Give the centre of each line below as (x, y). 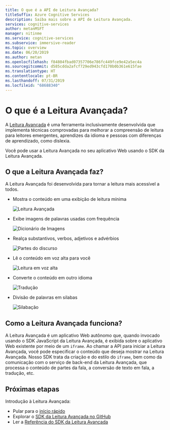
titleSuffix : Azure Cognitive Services (47, 15)
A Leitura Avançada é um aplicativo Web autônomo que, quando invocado (82, 336)
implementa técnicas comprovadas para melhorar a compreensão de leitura (84, 130)
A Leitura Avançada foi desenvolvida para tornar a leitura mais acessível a (82, 184)
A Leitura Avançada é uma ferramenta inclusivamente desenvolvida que (80, 124)
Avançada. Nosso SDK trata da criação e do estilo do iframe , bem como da (84, 357)
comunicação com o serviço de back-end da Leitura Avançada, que (76, 363)
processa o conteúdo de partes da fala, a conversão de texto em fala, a (80, 368)
